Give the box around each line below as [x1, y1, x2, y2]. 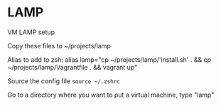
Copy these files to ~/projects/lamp [7, 41, 112, 50]
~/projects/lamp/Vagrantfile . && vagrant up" [7, 63, 138, 71]
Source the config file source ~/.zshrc [7, 76, 120, 85]
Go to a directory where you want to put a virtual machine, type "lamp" [7, 90, 215, 99]
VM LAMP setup [7, 28, 55, 36]
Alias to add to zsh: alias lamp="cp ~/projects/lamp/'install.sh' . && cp [7, 55, 212, 64]
